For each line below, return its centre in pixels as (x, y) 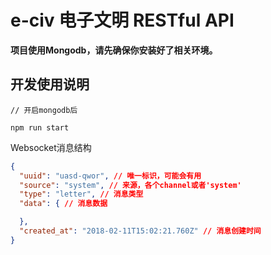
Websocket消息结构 (51, 147)
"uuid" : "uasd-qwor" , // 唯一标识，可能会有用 (110, 176)
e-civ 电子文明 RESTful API (122, 20)
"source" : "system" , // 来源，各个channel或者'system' (130, 185)
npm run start (40, 127)
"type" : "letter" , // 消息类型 (81, 194)
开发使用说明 (50, 84)
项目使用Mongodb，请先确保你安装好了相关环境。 (114, 50)
